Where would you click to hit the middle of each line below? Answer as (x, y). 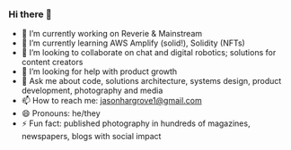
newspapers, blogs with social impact (91, 137)
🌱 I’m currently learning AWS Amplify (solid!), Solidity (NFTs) (133, 43)
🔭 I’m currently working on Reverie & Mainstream (112, 34)
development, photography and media (92, 91)
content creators (52, 62)
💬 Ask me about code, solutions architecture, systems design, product (151, 81)
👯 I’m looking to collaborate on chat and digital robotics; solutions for (149, 53)
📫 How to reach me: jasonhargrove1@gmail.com (112, 101)
